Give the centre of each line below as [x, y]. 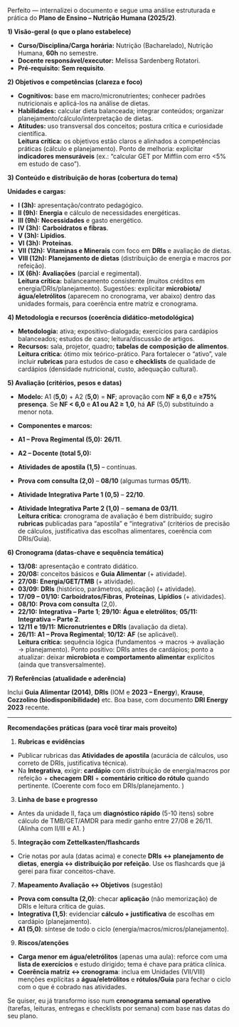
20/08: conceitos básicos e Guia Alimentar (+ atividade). [102, 574]
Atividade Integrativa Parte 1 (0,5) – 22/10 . [81, 495]
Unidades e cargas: [37, 191]
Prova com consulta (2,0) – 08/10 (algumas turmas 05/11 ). [104, 481]
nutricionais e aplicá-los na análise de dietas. [84, 103]
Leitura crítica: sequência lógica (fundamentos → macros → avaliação [121, 642]
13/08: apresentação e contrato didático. [78, 566]
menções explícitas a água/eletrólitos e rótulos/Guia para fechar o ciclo [124, 979]
